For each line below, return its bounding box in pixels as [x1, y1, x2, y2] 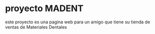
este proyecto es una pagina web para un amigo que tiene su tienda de [5, 19, 150, 25]
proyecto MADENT [5, 3, 84, 14]
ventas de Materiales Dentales [5, 24, 67, 30]
